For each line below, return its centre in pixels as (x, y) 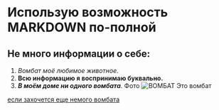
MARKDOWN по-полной (82, 27)
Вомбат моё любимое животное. (68, 71)
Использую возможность (88, 12)
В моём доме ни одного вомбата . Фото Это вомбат (114, 86)
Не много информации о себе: (79, 54)
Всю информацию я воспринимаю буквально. (90, 78)
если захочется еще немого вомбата (64, 99)
